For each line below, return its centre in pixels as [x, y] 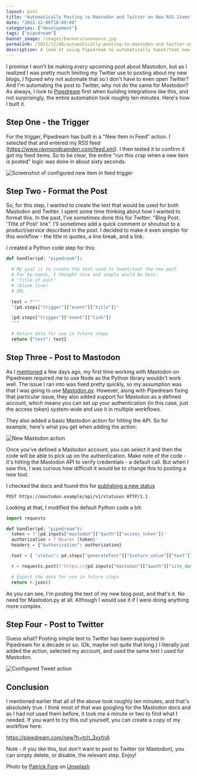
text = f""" [26, 302]
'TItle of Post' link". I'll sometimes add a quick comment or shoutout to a [93, 224]
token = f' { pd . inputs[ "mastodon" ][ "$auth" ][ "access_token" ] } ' [89, 534]
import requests [26, 518]
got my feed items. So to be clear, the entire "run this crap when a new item [97, 155]
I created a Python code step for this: [51, 248]
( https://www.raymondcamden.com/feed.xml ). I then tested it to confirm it [96, 149]
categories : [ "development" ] [42, 28]
